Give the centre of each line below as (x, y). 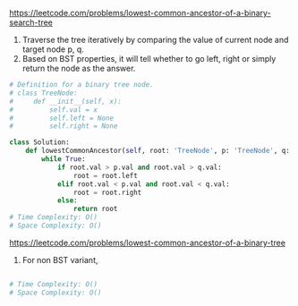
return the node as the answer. (79, 68)
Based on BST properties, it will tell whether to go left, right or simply (149, 59)
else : (67, 200)
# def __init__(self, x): (66, 101)
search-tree (31, 22)
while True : (64, 159)
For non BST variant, (60, 259)
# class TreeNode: (43, 93)
